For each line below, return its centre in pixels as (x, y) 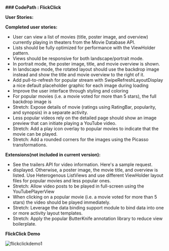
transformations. (30, 145)
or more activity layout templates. (47, 213)
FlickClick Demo (23, 234)
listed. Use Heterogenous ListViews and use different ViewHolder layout (88, 175)
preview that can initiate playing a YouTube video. (64, 123)
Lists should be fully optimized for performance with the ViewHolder (84, 48)
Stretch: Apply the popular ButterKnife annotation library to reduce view (88, 218)
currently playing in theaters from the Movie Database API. (74, 42)
